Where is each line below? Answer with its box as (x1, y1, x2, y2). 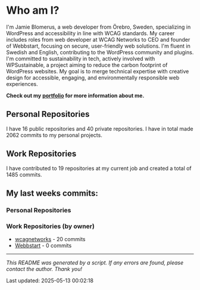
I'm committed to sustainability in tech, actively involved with (6, 55, 155, 62)
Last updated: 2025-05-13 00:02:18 (6, 277, 94, 284)
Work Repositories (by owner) (6, 222, 95, 230)
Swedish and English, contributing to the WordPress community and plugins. (6, 48, 194, 55)
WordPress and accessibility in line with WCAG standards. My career (6, 29, 175, 36)
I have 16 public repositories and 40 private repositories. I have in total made (6, 125, 193, 132)
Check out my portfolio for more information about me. (6, 92, 145, 99)
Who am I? (6, 4, 60, 17)
